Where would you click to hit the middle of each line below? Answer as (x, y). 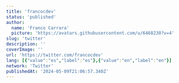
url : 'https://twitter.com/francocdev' (55, 55)
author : (16, 22)
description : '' (26, 44)
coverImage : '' (25, 50)
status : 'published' (31, 17)
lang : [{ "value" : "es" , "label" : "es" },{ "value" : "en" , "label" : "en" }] (89, 60)
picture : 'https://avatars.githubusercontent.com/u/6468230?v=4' (93, 33)
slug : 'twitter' (26, 39)
